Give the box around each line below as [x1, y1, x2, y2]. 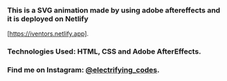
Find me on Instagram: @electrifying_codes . [7, 65, 160, 75]
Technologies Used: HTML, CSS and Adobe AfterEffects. [7, 47, 202, 56]
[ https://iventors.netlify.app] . [7, 30, 89, 38]
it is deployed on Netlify [7, 14, 89, 23]
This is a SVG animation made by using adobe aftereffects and [7, 5, 221, 15]
